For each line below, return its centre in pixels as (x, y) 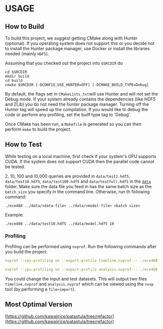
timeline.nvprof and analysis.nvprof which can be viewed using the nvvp (80, 284)
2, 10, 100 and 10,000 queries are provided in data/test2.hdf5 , (68, 176)
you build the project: (26, 252)
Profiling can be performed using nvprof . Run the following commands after (81, 247)
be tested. (15, 167)
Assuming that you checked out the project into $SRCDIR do (64, 63)
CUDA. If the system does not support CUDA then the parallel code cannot (80, 161)
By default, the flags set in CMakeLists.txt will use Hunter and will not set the (81, 94)
